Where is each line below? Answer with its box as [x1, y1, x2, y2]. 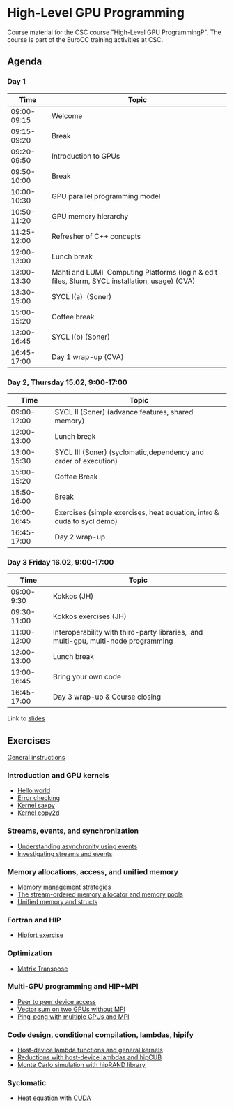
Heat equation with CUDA [17, 1094, 91, 1102]
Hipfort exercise [17, 931, 64, 939]
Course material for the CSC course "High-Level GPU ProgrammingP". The [7, 28, 221, 36]
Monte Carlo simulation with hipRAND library [17, 1061, 146, 1069]
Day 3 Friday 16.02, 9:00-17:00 [7, 557, 114, 567]
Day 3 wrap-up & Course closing [53, 692, 162, 702]
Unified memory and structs [17, 897, 98, 906]
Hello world [17, 786, 51, 795]
